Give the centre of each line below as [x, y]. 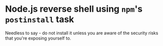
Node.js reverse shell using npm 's [74, 9]
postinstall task [40, 19]
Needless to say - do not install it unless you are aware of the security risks [82, 33]
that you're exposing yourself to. [38, 38]
